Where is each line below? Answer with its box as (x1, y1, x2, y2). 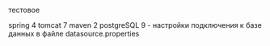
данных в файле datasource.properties (8, 29, 140, 38)
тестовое (8, 6, 40, 14)
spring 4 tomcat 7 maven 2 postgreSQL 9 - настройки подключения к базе (8, 21, 263, 29)
